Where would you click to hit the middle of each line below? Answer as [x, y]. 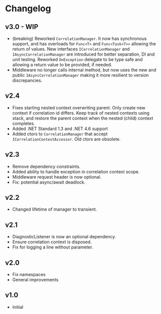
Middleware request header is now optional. [57, 177]
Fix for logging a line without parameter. [53, 247]
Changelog [28, 9]
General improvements [35, 280]
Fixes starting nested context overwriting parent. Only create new [79, 108]
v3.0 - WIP [22, 27]
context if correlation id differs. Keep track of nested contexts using [81, 113]
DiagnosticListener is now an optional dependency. [64, 237]
